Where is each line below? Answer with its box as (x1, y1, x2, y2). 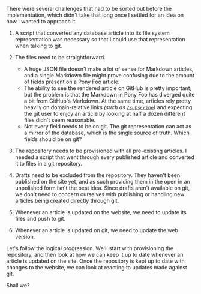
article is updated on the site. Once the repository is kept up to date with (6, 257, 185, 265)
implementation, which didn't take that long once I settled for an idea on (6, 11, 184, 19)
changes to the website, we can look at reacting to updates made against (6, 264, 187, 271)
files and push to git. (14, 215, 66, 222)
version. (14, 233, 35, 240)
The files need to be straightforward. (14, 54, 106, 61)
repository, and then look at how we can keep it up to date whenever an (6, 251, 184, 258)
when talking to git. (14, 42, 63, 49)
